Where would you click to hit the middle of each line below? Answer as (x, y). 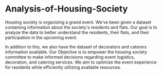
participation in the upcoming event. (41, 37)
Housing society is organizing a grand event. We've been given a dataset (78, 22)
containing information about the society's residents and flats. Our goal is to (81, 27)
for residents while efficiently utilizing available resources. (63, 67)
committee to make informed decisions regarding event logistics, (70, 57)
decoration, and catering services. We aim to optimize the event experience (81, 62)
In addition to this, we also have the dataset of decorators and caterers (76, 47)
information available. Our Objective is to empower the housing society (76, 52)
